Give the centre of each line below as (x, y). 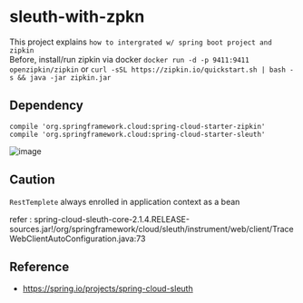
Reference (39, 266)
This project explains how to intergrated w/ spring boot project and (141, 42)
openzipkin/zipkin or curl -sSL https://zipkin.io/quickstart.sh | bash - (152, 69)
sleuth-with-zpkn (77, 17)
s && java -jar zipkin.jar (60, 78)
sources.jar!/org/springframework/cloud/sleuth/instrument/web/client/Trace (151, 229)
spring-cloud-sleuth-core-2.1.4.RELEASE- (112, 219)
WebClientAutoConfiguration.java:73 (78, 239)
